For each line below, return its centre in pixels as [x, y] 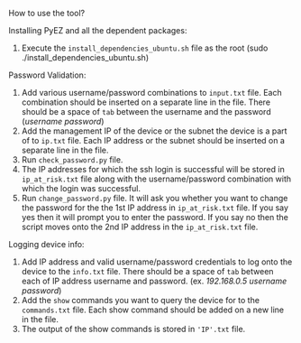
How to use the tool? [47, 13]
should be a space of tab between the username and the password [146, 111]
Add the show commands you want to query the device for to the [141, 300]
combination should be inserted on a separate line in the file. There [146, 102]
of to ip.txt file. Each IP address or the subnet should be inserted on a [153, 140]
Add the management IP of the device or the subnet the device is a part [154, 131]
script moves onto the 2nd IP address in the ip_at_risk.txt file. [140, 227]
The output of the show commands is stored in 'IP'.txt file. [133, 329]
